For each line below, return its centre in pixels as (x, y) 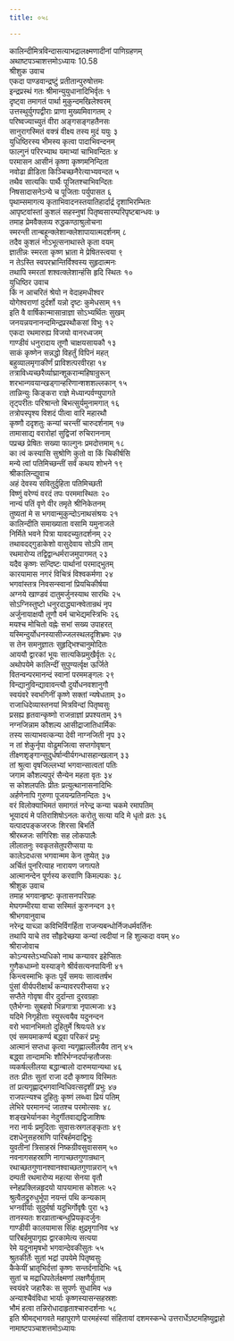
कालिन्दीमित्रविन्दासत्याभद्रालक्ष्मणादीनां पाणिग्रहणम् (76, 51)
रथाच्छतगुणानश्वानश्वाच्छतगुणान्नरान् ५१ (63, 1167)
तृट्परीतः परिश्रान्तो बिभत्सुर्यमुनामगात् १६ (65, 402)
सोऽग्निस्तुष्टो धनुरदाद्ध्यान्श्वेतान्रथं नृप (61, 603)
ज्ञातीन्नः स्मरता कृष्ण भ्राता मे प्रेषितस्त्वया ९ (66, 252)
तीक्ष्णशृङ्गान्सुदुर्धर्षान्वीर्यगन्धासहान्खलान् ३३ (69, 755)
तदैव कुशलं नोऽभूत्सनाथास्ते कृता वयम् (62, 241)
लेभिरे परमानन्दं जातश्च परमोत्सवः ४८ (60, 1107)
